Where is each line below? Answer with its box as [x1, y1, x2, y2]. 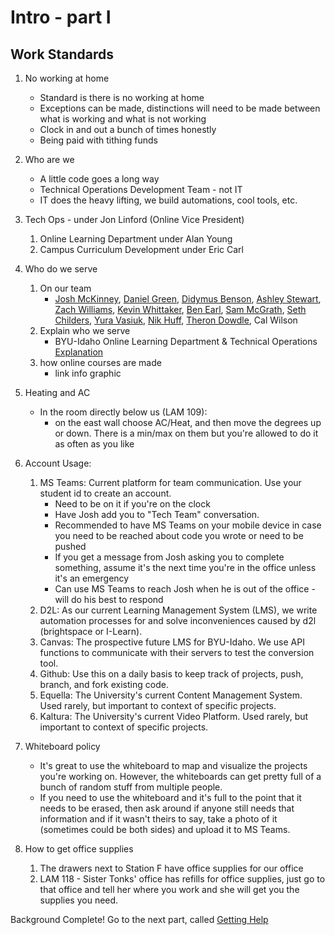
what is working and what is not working [39, 113, 207, 125]
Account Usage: [24, 457, 92, 469]
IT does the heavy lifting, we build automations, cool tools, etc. [39, 194, 298, 206]
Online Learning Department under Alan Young [39, 233, 233, 245]
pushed [54, 541, 87, 552]
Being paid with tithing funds [39, 134, 158, 146]
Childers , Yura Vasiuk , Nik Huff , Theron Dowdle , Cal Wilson [54, 314, 298, 326]
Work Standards [10, 46, 114, 63]
